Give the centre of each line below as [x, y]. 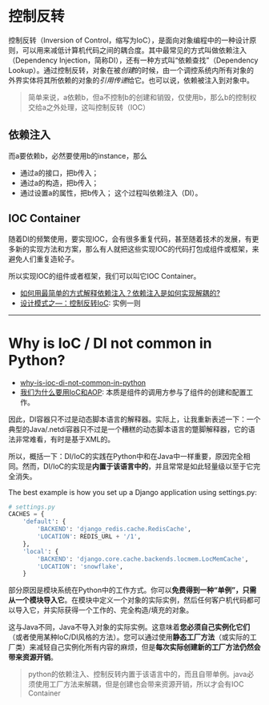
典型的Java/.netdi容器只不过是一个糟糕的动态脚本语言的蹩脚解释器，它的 [128, 429]
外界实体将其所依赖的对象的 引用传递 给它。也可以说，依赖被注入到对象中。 [131, 80]
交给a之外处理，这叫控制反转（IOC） [89, 107]
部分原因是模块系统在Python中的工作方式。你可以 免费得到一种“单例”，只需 [132, 590]
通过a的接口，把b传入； [59, 172]
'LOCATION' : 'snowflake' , [80, 566]
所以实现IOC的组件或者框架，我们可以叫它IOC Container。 [104, 276]
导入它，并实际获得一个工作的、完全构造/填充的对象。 [104, 610]
